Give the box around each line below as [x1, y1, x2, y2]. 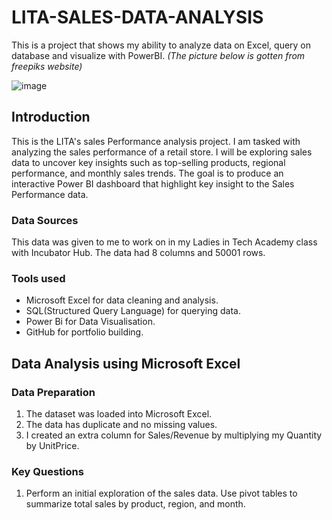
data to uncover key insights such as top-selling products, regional [11, 156, 286, 168]
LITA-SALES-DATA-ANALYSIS [11, 6, 264, 29]
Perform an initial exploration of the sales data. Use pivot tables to [25, 487, 298, 500]
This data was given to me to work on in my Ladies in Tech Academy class [11, 236, 318, 248]
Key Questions [11, 464, 84, 478]
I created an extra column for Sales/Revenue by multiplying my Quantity [25, 429, 323, 441]
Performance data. [11, 188, 89, 200]
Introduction [11, 109, 91, 126]
